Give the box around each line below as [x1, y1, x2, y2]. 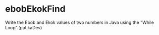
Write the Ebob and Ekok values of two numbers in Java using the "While [5, 19, 154, 25]
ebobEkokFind [5, 3, 66, 15]
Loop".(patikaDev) [5, 24, 42, 30]
